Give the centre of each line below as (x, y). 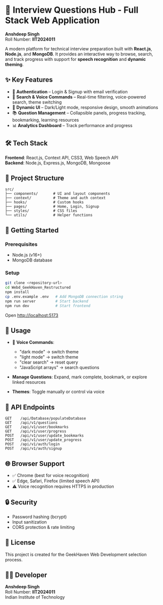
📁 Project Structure (35, 178)
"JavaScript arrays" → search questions (59, 368)
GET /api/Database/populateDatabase (46, 419)
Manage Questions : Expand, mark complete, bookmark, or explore (80, 377)
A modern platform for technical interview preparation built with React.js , (79, 49)
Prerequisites (21, 244)
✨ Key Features (29, 80)
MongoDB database (32, 260)
